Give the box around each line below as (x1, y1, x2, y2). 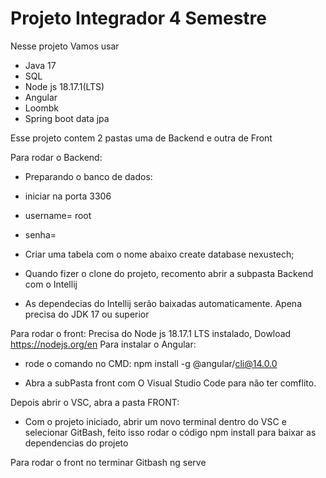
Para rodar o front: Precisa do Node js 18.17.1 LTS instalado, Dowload (10, 327, 292, 339)
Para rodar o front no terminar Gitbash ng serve (10, 456, 207, 468)
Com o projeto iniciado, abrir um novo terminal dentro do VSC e (24, 415, 287, 427)
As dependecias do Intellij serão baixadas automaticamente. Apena (24, 297, 302, 309)
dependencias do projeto (24, 437, 129, 449)
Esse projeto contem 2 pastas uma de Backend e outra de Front (10, 132, 273, 144)
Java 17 (24, 59, 57, 71)
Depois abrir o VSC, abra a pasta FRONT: (10, 396, 180, 408)
